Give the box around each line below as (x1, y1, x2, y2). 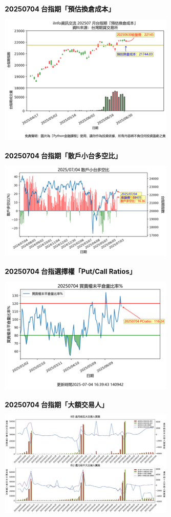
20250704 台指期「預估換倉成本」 (5, 5, 115, 14)
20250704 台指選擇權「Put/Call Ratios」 (5, 267, 137, 276)
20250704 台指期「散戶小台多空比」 (5, 151, 122, 160)
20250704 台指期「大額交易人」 (5, 400, 109, 409)
